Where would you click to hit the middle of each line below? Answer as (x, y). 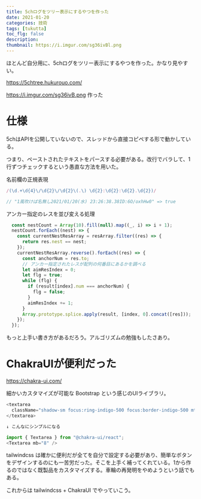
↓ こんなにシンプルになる (33, 427)
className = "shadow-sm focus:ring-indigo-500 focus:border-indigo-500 (100, 410)
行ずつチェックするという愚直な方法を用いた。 (64, 167)
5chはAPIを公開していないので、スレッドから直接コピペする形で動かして (96, 139)
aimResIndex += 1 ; (51, 303)
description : (22, 40)
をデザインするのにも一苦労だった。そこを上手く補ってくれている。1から (96, 462)
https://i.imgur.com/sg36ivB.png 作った (55, 95)
